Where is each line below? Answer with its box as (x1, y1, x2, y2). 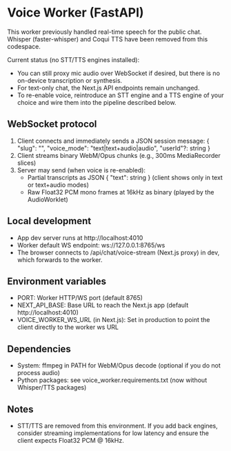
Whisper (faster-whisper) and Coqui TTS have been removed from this (7, 34, 208, 43)
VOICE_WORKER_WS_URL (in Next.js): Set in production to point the (17, 316, 210, 324)
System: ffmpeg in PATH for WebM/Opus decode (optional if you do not (17, 361, 221, 370)
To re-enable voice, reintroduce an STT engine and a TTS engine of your (17, 91, 224, 99)
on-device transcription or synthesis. (17, 76, 123, 84)
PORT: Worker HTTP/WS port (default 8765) (17, 294, 143, 302)
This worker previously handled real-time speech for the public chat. (7, 28, 202, 36)
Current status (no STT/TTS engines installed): (7, 55, 140, 63)
